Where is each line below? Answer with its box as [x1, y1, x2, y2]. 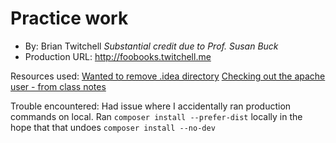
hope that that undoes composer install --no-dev [10, 121, 216, 133]
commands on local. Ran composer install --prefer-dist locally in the [10, 110, 303, 122]
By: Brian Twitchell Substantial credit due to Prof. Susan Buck [24, 40, 279, 52]
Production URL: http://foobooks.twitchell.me [24, 50, 212, 62]
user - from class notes [10, 80, 107, 92]
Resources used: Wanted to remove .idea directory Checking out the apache [10, 70, 326, 82]
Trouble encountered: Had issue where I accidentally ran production [10, 100, 292, 112]
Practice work [10, 7, 129, 30]
